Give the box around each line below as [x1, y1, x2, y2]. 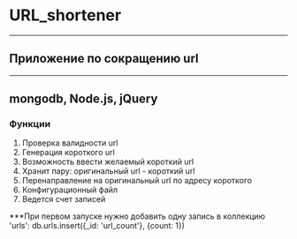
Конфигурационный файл [21, 184, 118, 195]
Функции [9, 118, 51, 131]
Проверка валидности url [21, 138, 118, 148]
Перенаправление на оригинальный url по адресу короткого [21, 176, 253, 186]
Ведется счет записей [21, 194, 106, 205]
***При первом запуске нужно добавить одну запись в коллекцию [9, 211, 266, 221]
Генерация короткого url [21, 147, 115, 158]
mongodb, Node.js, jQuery [9, 92, 158, 107]
